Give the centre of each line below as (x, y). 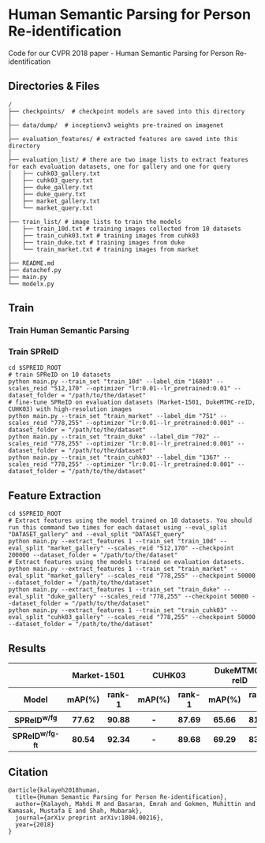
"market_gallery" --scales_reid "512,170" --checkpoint (141, 548)
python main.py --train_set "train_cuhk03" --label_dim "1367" (114, 458)
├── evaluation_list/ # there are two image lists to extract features (128, 159)
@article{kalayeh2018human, (54, 790)
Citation (28, 772)
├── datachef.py (35, 270)
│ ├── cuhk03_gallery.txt (54, 173)
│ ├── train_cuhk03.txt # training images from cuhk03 (104, 235)
